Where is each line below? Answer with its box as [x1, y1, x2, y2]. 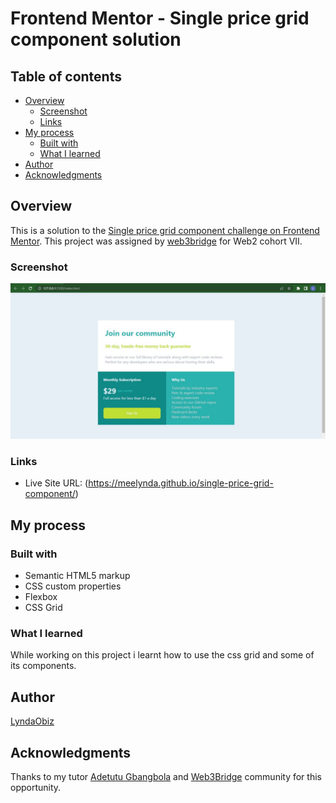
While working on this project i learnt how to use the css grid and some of [10, 649, 315, 661]
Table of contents [10, 68, 122, 85]
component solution [10, 28, 182, 51]
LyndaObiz [10, 715, 55, 727]
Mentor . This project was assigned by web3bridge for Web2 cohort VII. [10, 235, 303, 247]
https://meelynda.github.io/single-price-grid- [88, 477, 274, 489]
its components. [10, 660, 77, 672]
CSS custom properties [24, 580, 122, 592]
